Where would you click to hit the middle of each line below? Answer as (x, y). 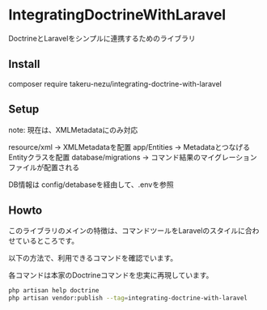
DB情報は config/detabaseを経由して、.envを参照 (91, 185)
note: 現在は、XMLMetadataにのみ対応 (73, 130)
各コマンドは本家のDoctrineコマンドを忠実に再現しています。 (111, 275)
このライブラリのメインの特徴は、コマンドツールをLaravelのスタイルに (127, 231)
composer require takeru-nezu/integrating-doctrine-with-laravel (115, 83)
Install (24, 64)
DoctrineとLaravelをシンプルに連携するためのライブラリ (102, 38)
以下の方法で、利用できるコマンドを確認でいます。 (93, 258)
